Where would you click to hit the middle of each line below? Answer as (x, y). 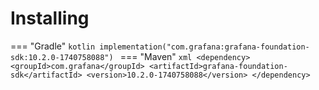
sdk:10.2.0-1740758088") (62, 57)
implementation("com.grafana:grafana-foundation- (204, 47)
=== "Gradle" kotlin (53, 46)
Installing (50, 18)
